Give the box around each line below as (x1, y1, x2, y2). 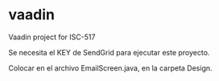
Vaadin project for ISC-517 (8, 32, 96, 42)
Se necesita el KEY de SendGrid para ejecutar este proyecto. (8, 47, 210, 57)
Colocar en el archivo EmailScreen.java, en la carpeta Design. (8, 63, 213, 73)
